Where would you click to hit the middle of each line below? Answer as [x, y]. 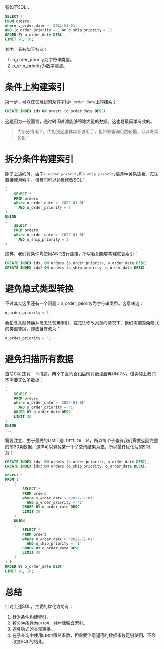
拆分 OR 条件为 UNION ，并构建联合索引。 [50, 623]
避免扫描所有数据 [40, 359]
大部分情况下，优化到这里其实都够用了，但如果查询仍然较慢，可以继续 [88, 132]
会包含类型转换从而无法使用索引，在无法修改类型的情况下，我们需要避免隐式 [82, 323]
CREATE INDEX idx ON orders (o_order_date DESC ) [55, 111]
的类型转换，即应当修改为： [33, 329]
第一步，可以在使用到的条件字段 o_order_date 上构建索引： [63, 102]
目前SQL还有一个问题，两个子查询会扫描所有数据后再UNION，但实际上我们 [81, 374]
